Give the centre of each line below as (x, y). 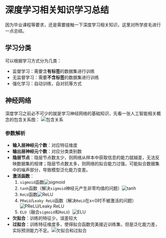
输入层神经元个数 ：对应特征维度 (45, 145)
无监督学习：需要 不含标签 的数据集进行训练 (56, 77)
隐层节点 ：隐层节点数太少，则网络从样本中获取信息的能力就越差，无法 (84, 157)
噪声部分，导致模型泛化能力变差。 (56, 170)
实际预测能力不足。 (32, 230)
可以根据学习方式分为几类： (33, 61)
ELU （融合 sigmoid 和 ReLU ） (46, 212)
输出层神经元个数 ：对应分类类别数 (47, 151)
